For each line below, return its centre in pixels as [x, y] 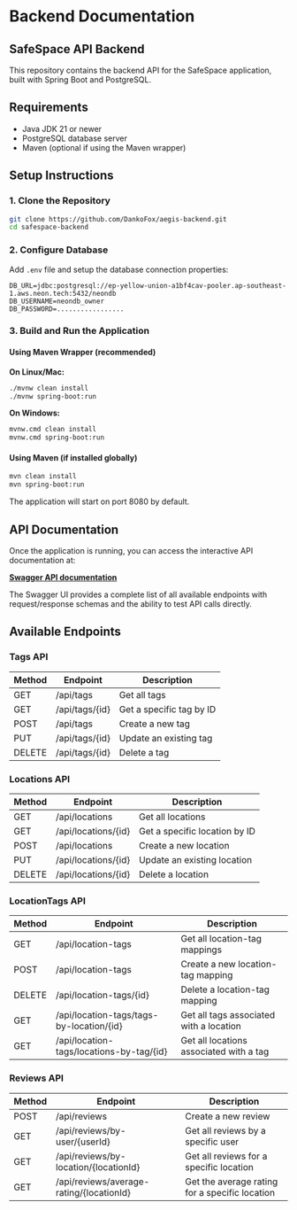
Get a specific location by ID [197, 831]
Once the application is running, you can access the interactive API [131, 550]
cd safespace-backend [49, 228]
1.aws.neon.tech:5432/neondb [63, 293]
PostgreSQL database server [75, 138]
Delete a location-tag [225, 989]
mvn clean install [43, 477]
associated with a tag [225, 1051]
